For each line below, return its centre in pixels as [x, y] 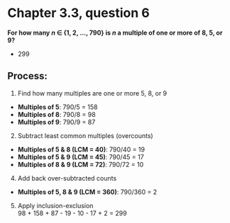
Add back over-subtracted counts [67, 178]
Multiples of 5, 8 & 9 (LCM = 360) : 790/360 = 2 [87, 192]
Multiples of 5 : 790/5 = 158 [57, 107]
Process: [27, 76]
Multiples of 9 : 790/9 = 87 [56, 122]
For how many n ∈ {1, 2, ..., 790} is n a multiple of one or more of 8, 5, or [115, 33]
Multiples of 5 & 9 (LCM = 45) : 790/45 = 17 [81, 156]
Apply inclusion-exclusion [55, 205]
